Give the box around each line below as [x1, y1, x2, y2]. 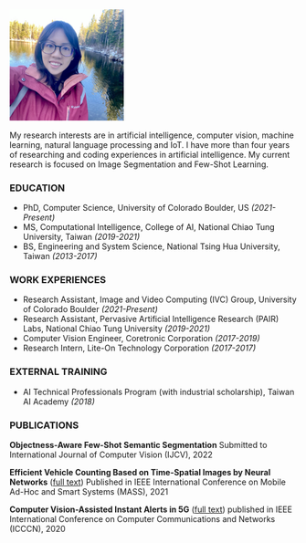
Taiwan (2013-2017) [22, 251, 98, 262]
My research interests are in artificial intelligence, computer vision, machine [9, 130, 295, 141]
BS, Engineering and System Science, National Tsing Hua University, [22, 241, 280, 252]
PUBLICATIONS [9, 419, 79, 432]
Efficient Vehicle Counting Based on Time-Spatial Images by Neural [9, 467, 271, 477]
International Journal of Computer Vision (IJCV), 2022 [9, 449, 213, 460]
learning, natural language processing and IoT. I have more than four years [9, 139, 290, 150]
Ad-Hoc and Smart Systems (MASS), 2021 [9, 486, 169, 496]
